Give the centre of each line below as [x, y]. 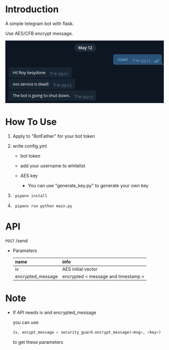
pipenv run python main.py [44, 206]
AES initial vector [80, 269]
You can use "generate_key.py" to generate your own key [88, 185]
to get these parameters [38, 342]
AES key [29, 176]
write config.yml [30, 146]
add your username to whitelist [53, 166]
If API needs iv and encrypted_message [54, 312]
